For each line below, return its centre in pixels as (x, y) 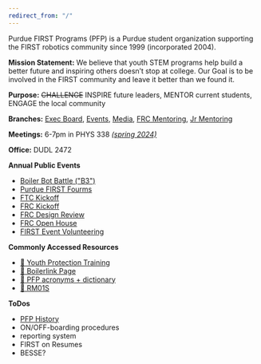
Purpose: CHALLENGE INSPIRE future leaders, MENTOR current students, (130, 95)
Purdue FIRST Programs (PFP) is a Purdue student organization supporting (131, 38)
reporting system (48, 335)
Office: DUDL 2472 (40, 149)
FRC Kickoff (40, 206)
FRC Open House (48, 223)
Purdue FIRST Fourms (56, 189)
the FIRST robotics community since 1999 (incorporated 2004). (113, 47)
